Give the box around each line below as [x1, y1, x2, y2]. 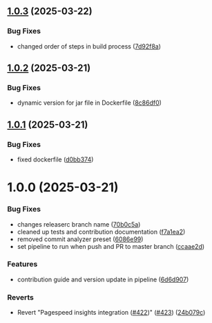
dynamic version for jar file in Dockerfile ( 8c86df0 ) [17, 98, 162, 107]
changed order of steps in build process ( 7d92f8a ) [17, 42, 161, 51]
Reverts [7, 293, 35, 302]
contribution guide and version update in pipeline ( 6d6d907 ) [17, 275, 189, 283]
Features [7, 259, 38, 269]
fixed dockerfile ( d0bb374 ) [17, 155, 94, 164]
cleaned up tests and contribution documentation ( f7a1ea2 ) [17, 227, 186, 236]
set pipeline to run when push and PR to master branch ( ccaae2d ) [17, 242, 205, 250]
